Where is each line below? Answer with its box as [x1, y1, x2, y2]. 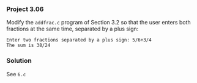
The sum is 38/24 [6, 42, 51, 49]
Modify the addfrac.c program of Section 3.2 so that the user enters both [6, 19, 191, 26]
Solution [6, 57, 32, 65]
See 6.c [6, 70, 26, 78]
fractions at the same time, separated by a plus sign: [6, 25, 139, 32]
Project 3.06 [6, 5, 44, 13]
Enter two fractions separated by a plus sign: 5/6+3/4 [6, 37, 152, 43]
